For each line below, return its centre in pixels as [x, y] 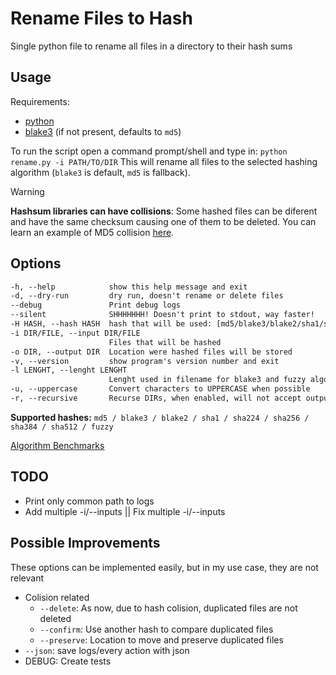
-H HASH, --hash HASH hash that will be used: [111, 324]
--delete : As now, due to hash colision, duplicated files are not [168, 608]
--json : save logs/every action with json [107, 650]
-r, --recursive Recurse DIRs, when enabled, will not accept [156, 398]
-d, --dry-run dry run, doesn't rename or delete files [147, 296]
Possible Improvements [85, 543]
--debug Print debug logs [96, 305]
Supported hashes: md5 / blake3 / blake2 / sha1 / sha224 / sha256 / [160, 417]
